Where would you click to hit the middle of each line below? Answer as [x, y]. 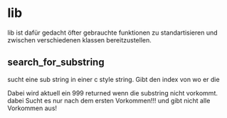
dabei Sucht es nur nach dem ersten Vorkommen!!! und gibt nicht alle [109, 100]
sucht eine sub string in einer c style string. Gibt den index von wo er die [114, 79]
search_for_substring [56, 63]
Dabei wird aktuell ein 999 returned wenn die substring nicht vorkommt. [113, 93]
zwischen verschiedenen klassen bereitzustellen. [79, 40]
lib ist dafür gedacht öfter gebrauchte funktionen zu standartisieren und [113, 33]
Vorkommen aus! [32, 108]
